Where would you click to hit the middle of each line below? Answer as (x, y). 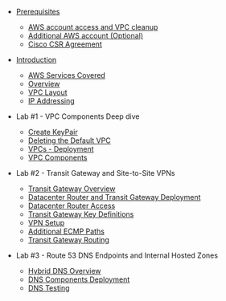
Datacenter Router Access (72, 205)
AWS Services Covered (67, 75)
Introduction (36, 60)
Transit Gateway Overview (72, 189)
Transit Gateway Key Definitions (81, 214)
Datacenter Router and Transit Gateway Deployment (114, 197)
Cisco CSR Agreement (65, 44)
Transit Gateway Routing (69, 240)
